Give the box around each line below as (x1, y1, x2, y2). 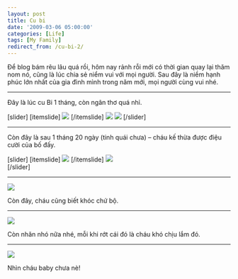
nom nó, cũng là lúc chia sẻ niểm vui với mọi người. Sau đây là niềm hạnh (7, 70, 221, 79)
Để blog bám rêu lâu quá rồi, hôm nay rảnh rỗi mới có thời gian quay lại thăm (7, 63, 230, 71)
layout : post (7, 10, 46, 18)
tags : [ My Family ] (7, 37, 62, 44)
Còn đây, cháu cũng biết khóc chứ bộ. (7, 196, 119, 205)
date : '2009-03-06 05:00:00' (7, 23, 93, 30)
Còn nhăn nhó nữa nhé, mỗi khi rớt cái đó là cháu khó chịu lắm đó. (7, 230, 200, 238)
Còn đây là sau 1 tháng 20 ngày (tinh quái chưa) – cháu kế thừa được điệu (7, 133, 222, 142)
